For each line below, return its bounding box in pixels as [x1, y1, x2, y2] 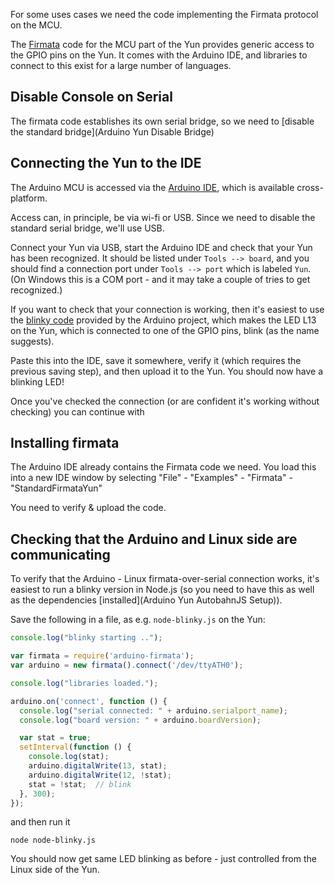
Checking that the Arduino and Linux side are [10, 530, 298, 548]
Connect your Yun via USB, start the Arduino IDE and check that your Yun [10, 241, 313, 253]
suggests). [10, 335, 55, 347]
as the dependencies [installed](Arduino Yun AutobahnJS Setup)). [10, 594, 283, 606]
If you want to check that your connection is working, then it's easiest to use [10, 303, 325, 315]
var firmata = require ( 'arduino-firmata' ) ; [10, 651, 195, 661]
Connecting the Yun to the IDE [10, 155, 202, 172]
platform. [10, 192, 48, 204]
